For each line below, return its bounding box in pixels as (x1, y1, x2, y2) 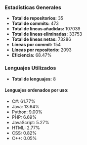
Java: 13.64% (11, 103, 40, 109)
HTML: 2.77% (11, 125, 41, 131)
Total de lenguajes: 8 (11, 76, 56, 82)
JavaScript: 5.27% (11, 119, 50, 125)
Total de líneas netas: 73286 (11, 36, 71, 42)
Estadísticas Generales (4, 4, 61, 11)
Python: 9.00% (11, 109, 43, 115)
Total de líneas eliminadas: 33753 (11, 31, 83, 37)
